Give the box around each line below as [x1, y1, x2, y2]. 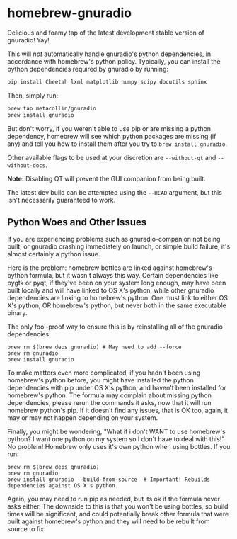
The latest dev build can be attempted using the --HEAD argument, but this [7, 188, 223, 196]
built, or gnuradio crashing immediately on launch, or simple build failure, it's [7, 242, 231, 251]
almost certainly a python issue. [7, 250, 100, 259]
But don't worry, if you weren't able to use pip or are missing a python [7, 124, 211, 132]
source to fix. [7, 525, 46, 533]
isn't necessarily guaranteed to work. [7, 195, 116, 204]
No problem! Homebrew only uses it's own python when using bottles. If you [7, 443, 231, 451]
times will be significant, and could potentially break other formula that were [7, 510, 229, 518]
